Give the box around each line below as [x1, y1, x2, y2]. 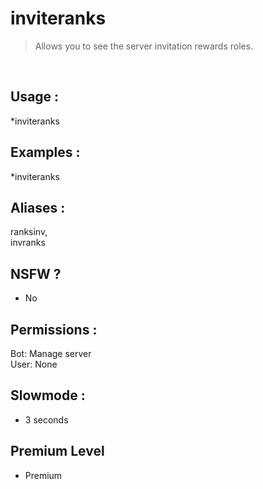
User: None [10, 358, 58, 370]
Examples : [10, 144, 81, 161]
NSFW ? [10, 265, 62, 282]
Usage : [10, 88, 60, 106]
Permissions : [10, 321, 98, 338]
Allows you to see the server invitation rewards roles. [34, 40, 254, 52]
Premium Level [10, 443, 105, 460]
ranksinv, [10, 226, 48, 238]
